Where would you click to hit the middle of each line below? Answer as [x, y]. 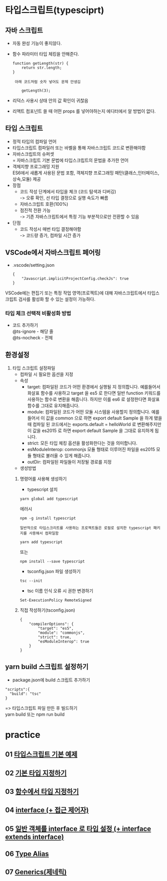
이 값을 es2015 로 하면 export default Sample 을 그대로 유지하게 [90, 430]
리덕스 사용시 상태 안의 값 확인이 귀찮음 [50, 100]
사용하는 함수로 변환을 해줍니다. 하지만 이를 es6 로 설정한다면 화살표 [93, 399]
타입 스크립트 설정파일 [34, 368]
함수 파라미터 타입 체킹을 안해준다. [46, 54]
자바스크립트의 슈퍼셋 [33, 154]
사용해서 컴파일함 [44, 533]
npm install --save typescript [52, 561]
